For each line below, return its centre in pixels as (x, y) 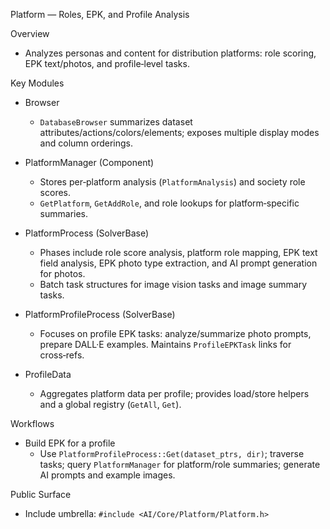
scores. (55, 192)
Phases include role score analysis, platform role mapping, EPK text (178, 252)
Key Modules (37, 83)
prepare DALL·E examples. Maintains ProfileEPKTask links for (165, 344)
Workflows (32, 423)
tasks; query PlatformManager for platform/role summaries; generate (180, 464)
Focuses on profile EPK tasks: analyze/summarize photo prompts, (175, 333)
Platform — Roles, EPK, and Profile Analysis (100, 14)
